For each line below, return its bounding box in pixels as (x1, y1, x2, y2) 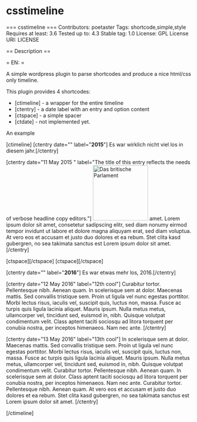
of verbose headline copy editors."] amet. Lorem (6, 215, 181, 222)
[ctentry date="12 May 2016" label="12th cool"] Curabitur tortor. (6, 280, 161, 287)
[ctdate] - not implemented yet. (14, 118, 91, 125)
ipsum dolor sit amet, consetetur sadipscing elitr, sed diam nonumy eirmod (6, 221, 187, 228)
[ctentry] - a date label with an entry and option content (14, 105, 150, 112)
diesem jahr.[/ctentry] (6, 147, 59, 154)
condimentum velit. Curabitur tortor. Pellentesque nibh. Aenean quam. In (6, 367, 181, 374)
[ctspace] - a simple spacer (14, 112, 82, 119)
